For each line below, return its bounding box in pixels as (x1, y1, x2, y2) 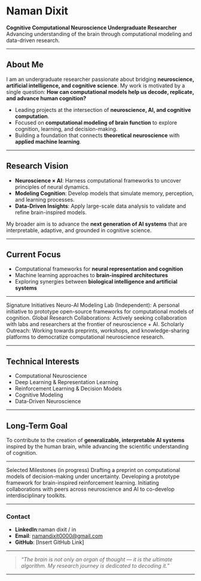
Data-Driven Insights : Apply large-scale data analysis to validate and (14, 202, 187, 209)
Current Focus (6, 250, 61, 260)
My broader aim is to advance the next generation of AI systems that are (6, 220, 187, 227)
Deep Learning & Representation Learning (14, 379, 118, 386)
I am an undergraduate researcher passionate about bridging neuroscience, (6, 75, 194, 83)
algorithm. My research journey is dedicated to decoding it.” (20, 562, 170, 570)
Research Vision (6, 161, 69, 171)
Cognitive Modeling (14, 391, 63, 399)
